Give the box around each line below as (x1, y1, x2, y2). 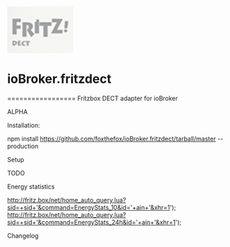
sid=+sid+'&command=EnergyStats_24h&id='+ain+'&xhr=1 (7, 218, 176, 226)
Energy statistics (7, 182, 55, 191)
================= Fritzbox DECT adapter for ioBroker (7, 94, 179, 102)
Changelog (7, 231, 39, 239)
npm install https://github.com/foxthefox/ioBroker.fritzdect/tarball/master (7, 134, 217, 143)
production (7, 142, 39, 150)
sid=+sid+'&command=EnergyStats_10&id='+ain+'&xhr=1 (7, 203, 170, 212)
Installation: (7, 121, 40, 129)
